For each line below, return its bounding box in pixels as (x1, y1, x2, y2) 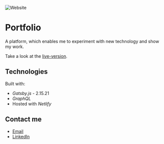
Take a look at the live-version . (5, 53, 67, 59)
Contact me (5, 115, 42, 124)
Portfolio (5, 22, 41, 33)
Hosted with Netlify (12, 100, 52, 106)
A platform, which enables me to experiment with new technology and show (5, 38, 159, 44)
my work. (5, 44, 24, 49)
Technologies (5, 67, 48, 76)
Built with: (5, 81, 26, 87)
